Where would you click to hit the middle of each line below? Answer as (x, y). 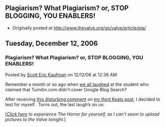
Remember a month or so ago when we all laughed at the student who (77, 84)
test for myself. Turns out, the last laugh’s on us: (55, 104)
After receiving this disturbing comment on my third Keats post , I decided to (83, 99)
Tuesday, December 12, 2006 (51, 43)
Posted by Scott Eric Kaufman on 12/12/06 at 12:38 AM (61, 74)
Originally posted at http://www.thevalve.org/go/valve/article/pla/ (79, 28)
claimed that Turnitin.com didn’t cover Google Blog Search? (66, 89)
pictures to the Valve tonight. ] (36, 119)
